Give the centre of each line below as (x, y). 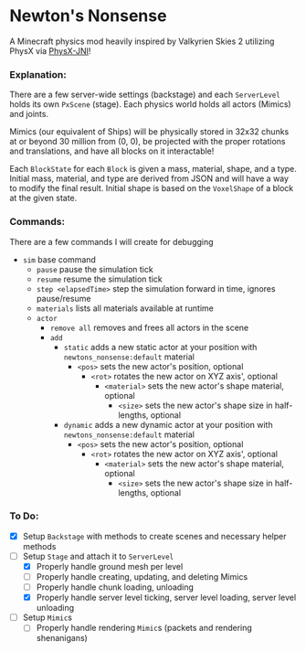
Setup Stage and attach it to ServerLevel (98, 556)
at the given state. (43, 198)
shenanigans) (62, 638)
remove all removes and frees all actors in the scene (149, 327)
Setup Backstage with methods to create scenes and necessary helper (154, 536)
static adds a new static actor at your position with (160, 347)
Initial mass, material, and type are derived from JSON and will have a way (149, 178)
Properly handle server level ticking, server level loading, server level (166, 598)
